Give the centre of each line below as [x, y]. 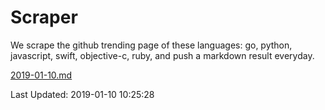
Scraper [44, 17]
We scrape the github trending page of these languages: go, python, [151, 45]
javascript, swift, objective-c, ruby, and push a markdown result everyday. [162, 55]
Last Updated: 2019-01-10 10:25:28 [82, 94]
